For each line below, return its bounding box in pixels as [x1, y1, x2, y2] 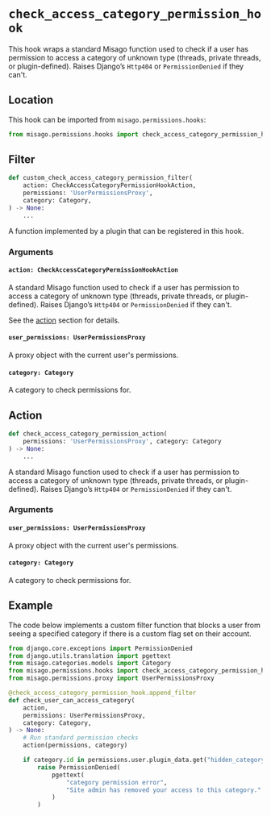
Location [8, 94, 54, 107]
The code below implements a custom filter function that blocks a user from [8, 620, 261, 630]
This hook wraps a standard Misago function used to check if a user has [8, 44, 248, 54]
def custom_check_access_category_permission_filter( [8, 174, 194, 182]
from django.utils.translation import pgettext [8, 652, 172, 660]
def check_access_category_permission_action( [8, 430, 168, 438]
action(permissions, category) [23, 741, 128, 750]
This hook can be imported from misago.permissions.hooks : [8, 114, 206, 124]
